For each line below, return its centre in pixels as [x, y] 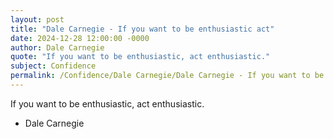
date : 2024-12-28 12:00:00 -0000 [80, 38]
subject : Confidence [53, 66]
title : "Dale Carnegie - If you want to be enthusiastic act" [142, 29]
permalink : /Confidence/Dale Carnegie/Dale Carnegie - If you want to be [167, 76]
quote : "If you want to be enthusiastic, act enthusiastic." [140, 57]
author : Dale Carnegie [57, 47]
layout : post [37, 19]
